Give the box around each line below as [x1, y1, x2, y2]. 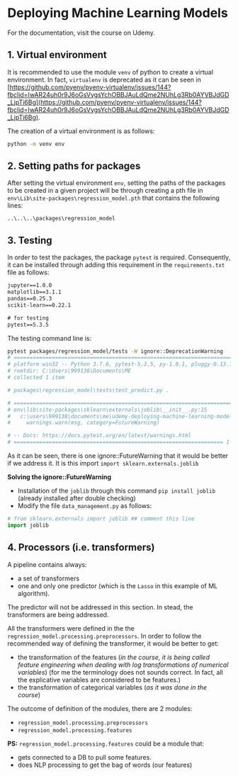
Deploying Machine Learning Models [7, 5, 228, 21]
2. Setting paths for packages [7, 160, 141, 172]
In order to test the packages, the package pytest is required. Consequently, [7, 253, 231, 262]
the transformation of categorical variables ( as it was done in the [17, 682, 208, 692]
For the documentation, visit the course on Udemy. [7, 28, 156, 37]
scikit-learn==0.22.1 [7, 301, 72, 309]
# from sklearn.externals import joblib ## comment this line [7, 515, 195, 522]
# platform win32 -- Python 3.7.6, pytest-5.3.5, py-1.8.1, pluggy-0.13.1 [7, 361, 233, 368]
